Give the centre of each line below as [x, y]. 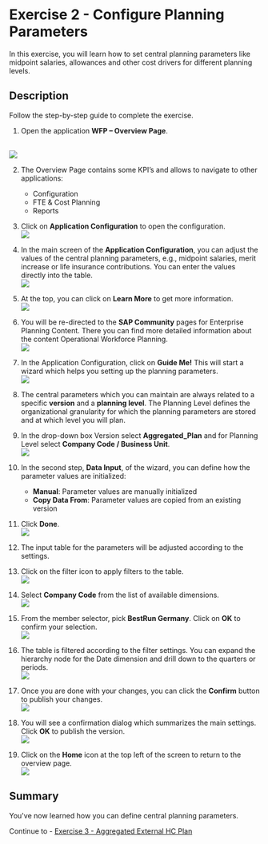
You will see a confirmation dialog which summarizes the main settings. [138, 723]
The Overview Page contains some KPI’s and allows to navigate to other [139, 169]
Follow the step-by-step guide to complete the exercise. [102, 115]
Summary [34, 796]
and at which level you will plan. [73, 420]
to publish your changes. [62, 699]
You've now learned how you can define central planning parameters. [124, 815]
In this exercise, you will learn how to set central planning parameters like [130, 54]
